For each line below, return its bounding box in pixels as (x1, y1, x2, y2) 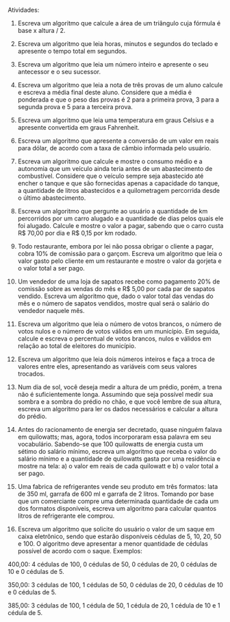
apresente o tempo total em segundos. (17, 47, 127, 55)
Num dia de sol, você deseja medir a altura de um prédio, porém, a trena (17, 383, 222, 391)
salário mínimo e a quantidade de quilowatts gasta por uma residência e (17, 454, 221, 463)
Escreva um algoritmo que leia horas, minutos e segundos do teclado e (17, 40, 218, 47)
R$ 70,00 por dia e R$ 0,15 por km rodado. (17, 229, 138, 237)
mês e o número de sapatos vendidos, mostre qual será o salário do (17, 299, 209, 308)
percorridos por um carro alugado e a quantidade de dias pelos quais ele (17, 214, 224, 222)
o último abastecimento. (17, 194, 86, 202)
